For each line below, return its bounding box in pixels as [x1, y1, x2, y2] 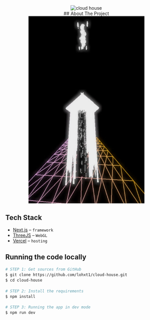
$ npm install [5, 294, 36, 299]
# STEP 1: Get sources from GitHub [5, 267, 82, 272]
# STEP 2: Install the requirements [5, 288, 84, 294]
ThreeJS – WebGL [12, 232, 48, 238]
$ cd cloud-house [5, 278, 43, 283]
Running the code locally [5, 252, 86, 261]
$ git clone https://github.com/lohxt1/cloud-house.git [5, 272, 127, 277]
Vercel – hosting [12, 238, 48, 244]
